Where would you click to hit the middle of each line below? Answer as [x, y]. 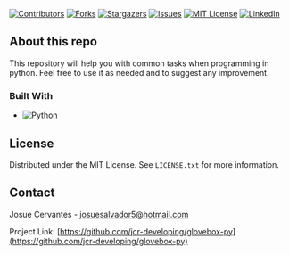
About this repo [54, 41]
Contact [32, 193]
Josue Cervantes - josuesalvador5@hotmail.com [99, 214]
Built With [31, 95]
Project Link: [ [35, 231]
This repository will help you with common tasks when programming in [139, 63]
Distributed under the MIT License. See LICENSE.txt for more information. [144, 164]
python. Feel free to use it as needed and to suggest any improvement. [139, 72]
